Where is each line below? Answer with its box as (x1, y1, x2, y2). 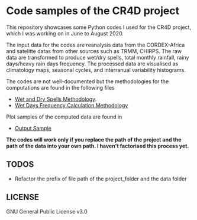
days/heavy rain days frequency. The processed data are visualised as (6, 60, 179, 67)
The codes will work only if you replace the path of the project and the (6, 136, 182, 143)
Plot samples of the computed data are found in (6, 113, 122, 120)
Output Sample (14, 124, 51, 132)
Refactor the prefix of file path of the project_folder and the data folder (14, 175, 187, 182)
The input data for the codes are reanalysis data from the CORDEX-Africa (6, 41, 185, 48)
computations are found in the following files (6, 84, 115, 91)
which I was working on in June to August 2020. (6, 29, 124, 37)
